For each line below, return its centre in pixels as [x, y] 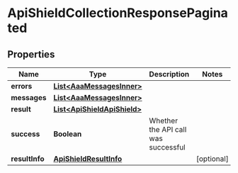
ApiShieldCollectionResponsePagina [118, 13]
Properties [31, 54]
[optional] [212, 159]
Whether [164, 121]
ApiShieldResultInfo [87, 159]
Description [169, 74]
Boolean [67, 134]
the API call [168, 129]
